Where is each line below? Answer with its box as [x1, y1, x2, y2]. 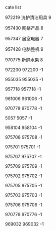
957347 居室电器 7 [5, 36, 44, 41]
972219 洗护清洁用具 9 [5, 14, 52, 20]
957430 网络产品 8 [5, 25, 44, 31]
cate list [5, 4, 21, 10]
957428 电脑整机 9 [5, 46, 44, 52]
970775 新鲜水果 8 [5, 57, 43, 63]
